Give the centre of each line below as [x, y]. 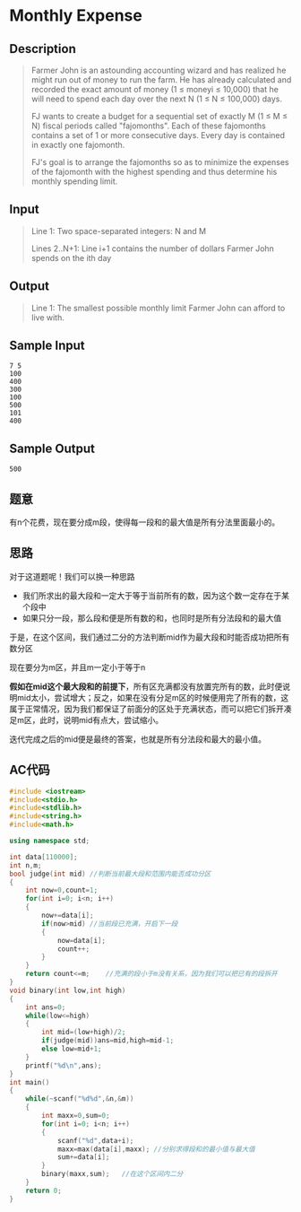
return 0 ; [44, 1190]
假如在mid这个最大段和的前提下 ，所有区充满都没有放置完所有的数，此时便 [146, 686]
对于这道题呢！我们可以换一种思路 [72, 576]
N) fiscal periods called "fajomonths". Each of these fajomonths [148, 126]
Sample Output [52, 448]
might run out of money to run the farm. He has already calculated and [161, 80]
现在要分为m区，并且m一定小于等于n [77, 667]
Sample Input [47, 346]
